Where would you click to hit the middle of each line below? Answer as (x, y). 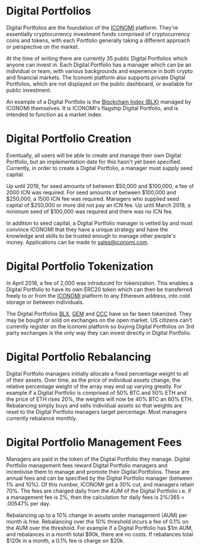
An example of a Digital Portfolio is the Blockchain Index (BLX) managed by (99, 102)
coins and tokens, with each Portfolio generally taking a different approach (98, 40)
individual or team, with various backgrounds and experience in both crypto (100, 71)
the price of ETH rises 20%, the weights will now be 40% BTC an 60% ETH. (100, 399)
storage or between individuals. (45, 302)
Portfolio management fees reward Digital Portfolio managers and (87, 465)
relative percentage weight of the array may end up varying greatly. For (94, 386)
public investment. (29, 90)
